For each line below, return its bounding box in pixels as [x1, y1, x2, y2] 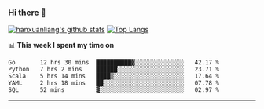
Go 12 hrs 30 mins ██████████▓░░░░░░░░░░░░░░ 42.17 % [8, 59, 220, 67]
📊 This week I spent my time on [8, 41, 115, 50]
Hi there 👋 [8, 7, 47, 18]
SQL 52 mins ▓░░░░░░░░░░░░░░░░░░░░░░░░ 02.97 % [8, 86, 220, 94]
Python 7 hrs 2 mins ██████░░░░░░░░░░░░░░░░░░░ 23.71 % [8, 66, 220, 74]
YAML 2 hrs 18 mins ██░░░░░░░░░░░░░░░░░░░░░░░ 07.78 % [8, 79, 220, 87]
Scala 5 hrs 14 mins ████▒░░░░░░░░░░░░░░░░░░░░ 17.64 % [8, 72, 220, 81]
